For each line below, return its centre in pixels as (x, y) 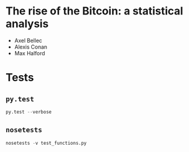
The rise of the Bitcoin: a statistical (94, 11)
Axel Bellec (28, 40)
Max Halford (30, 53)
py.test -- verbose (29, 112)
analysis (27, 24)
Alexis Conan (31, 47)
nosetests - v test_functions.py (46, 143)
